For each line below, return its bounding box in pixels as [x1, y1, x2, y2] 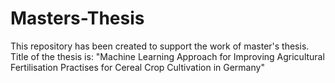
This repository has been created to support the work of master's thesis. [10, 40, 310, 52]
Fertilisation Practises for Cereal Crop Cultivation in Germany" [10, 61, 265, 73]
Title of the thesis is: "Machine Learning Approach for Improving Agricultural [10, 50, 325, 62]
